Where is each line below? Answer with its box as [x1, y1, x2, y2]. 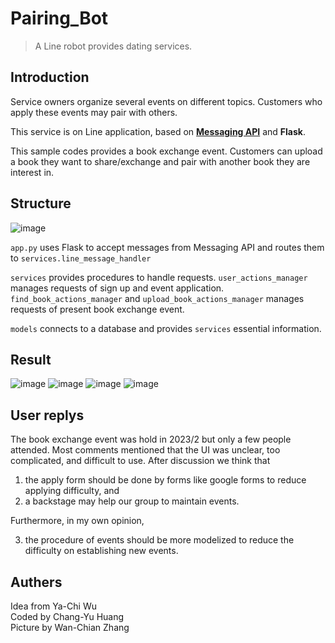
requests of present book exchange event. [10, 303, 185, 315]
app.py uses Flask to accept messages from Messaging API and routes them [10, 241, 325, 253]
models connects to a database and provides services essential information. [10, 322, 322, 334]
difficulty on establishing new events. [24, 545, 179, 557]
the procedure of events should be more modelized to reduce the [24, 534, 295, 546]
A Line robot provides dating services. [34, 40, 193, 52]
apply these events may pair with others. [10, 106, 178, 118]
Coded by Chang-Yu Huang [10, 611, 125, 622]
